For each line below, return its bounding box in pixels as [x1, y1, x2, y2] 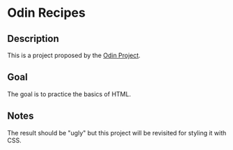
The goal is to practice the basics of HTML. [7, 89, 131, 98]
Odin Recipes [7, 5, 86, 21]
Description [7, 33, 59, 45]
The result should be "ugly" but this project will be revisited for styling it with [7, 128, 227, 137]
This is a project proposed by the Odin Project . [7, 51, 141, 59]
